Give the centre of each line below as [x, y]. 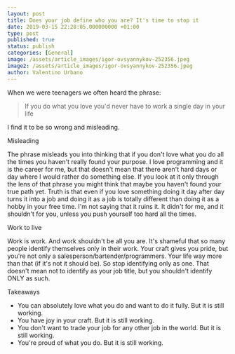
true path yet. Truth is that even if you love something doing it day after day [116, 191]
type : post [23, 33]
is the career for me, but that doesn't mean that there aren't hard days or [112, 169]
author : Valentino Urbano [45, 72]
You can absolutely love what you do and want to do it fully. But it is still [121, 305]
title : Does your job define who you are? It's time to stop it [103, 20]
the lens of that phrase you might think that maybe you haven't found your [115, 184]
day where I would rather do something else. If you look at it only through [113, 177]
